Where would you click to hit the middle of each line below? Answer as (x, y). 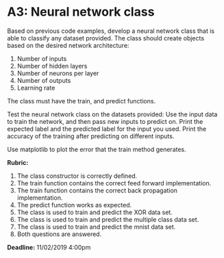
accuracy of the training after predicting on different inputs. (91, 136)
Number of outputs (44, 80)
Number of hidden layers (52, 66)
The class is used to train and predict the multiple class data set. (108, 219)
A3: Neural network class (81, 12)
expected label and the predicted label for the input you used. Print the (107, 129)
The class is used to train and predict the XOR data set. (95, 212)
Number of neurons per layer (58, 73)
